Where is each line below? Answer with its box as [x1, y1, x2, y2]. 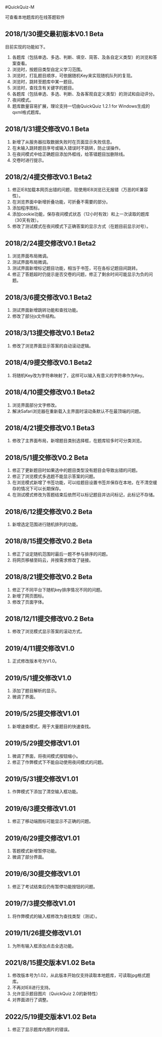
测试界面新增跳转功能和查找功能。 [12, 307, 81, 313]
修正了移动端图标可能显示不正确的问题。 [12, 818, 93, 824]
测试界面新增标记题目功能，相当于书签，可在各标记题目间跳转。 [12, 265, 140, 271]
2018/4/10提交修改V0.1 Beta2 [5, 388, 95, 397]
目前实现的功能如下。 [5, 44, 48, 49]
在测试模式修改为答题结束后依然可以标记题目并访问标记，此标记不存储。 [12, 492, 157, 498]
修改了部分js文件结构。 [12, 313, 58, 319]
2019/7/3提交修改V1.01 [5, 900, 75, 908]
